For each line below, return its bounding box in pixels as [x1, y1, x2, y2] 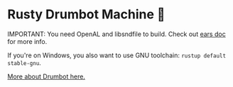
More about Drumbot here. [7, 72, 85, 81]
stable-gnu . [7, 58, 41, 66]
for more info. [7, 37, 48, 45]
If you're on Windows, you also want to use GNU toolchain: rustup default [7, 51, 226, 59]
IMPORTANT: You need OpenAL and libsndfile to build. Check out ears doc [7, 30, 226, 38]
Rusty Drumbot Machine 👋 [7, 6, 166, 23]
